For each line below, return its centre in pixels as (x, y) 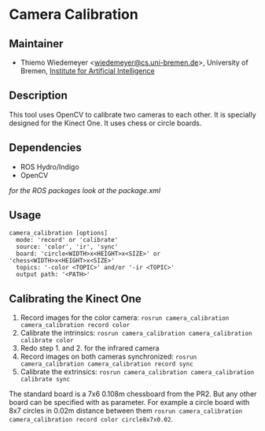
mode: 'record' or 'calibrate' (67, 240)
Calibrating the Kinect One (75, 298)
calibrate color (47, 340)
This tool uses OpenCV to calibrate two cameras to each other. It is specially (132, 114)
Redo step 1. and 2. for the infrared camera (90, 348)
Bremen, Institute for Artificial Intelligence (88, 71)
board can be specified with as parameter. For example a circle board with (129, 403)
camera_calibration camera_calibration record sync (107, 364)
